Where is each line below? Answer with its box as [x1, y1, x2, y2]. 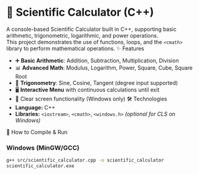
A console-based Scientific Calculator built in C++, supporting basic [6, 25, 177, 33]
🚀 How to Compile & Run [6, 128, 68, 136]
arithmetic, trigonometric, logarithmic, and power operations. [6, 31, 159, 39]
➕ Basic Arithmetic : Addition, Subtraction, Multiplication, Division [15, 57, 179, 64]
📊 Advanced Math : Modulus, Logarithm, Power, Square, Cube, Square [15, 64, 193, 71]
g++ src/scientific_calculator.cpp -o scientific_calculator [6, 157, 164, 163]
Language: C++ [15, 104, 56, 111]
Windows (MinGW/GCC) [6, 144, 80, 152]
